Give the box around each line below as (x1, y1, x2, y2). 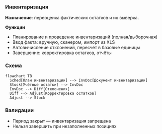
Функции (5, 24, 25, 30)
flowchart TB (5, 73, 32, 78)
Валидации (5, 107, 34, 114)
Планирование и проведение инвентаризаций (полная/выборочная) (12, 34, 158, 40)
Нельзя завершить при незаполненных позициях (12, 123, 117, 129)
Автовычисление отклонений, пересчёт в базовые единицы (12, 45, 140, 51)
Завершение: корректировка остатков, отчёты (12, 50, 112, 56)
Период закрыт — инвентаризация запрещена (12, 118, 111, 124)
